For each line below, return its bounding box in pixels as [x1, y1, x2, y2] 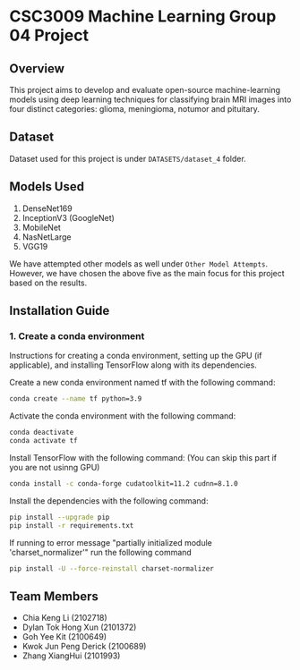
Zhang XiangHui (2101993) [21, 650, 121, 661]
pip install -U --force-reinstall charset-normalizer [9, 564, 215, 573]
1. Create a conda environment [9, 329, 145, 342]
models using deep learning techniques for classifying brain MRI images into [9, 94, 292, 105]
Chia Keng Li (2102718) [21, 613, 107, 623]
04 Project [9, 25, 90, 46]
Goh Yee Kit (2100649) [21, 632, 107, 642]
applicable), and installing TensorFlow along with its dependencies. [9, 360, 257, 370]
